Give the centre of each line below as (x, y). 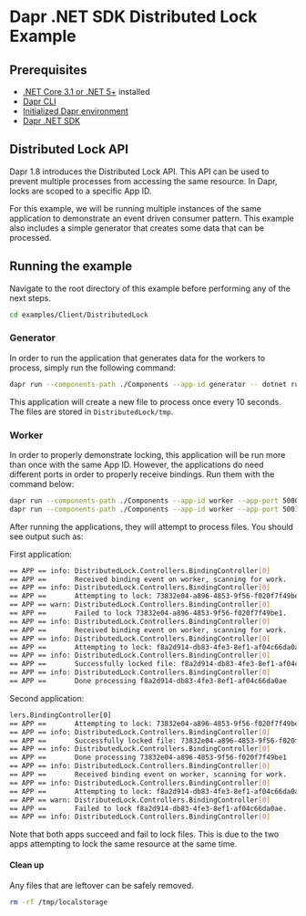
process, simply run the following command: (92, 368)
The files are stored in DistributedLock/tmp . (92, 411)
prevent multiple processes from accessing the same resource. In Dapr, (143, 181)
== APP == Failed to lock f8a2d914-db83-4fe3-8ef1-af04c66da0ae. (148, 808)
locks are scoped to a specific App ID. (81, 191)
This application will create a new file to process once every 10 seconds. (146, 401)
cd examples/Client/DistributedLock (79, 315)
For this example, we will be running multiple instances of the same (136, 208)
